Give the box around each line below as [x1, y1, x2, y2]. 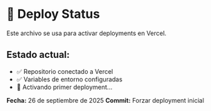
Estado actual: [6, 49, 70, 61]
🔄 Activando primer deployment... [16, 83, 113, 91]
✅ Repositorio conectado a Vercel [16, 67, 113, 75]
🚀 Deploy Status [6, 6, 100, 22]
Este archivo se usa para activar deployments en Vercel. [6, 29, 167, 37]
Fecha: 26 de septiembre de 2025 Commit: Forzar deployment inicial [6, 96, 205, 104]
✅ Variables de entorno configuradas [16, 75, 122, 83]
